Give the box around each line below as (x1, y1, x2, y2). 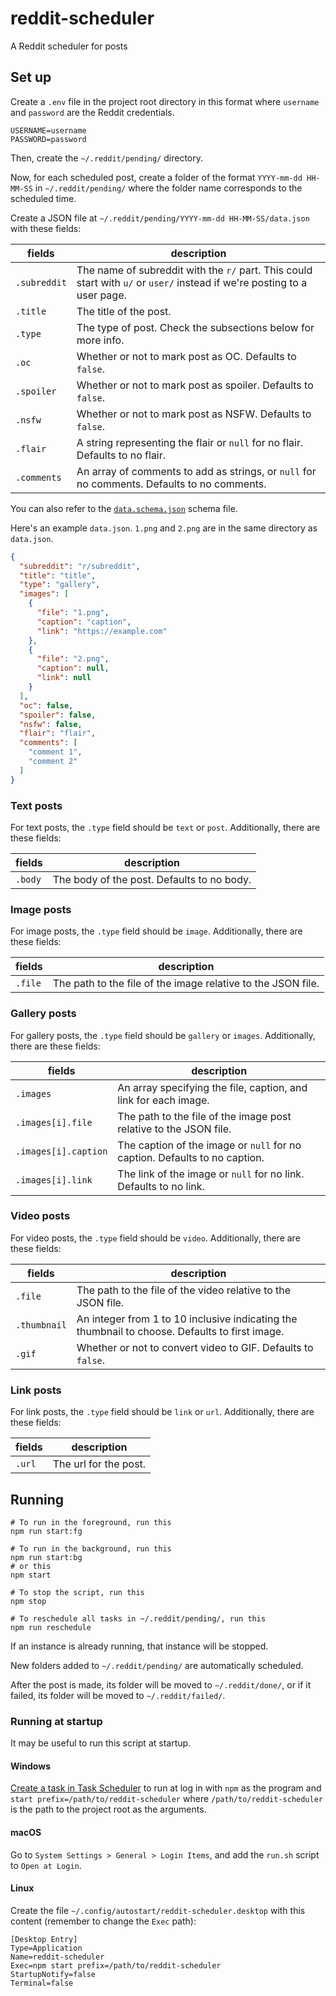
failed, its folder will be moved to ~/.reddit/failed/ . (10, 1689, 226, 1701)
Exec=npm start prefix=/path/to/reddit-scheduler (10, 1960, 222, 1971)
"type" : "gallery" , (19, 580, 101, 590)
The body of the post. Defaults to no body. (52, 872, 252, 886)
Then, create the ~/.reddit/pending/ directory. (10, 152, 203, 164)
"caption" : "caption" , (36, 617, 132, 627)
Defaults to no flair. (76, 448, 167, 462)
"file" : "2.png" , (36, 654, 110, 664)
